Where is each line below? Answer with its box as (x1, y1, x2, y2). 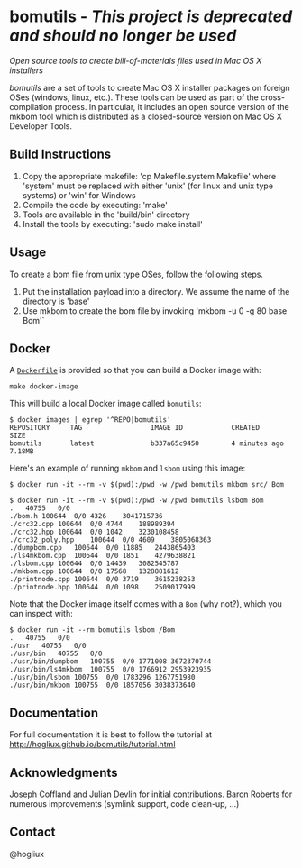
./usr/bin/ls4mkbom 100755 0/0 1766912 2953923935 (9, 665, 212, 674)
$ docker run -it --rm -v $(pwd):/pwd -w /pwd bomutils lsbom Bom (9, 496, 264, 506)
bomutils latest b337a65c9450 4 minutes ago (9, 439, 284, 448)
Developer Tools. (9, 120, 73, 132)
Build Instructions (9, 147, 112, 162)
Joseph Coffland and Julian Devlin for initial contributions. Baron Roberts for (9, 789, 293, 799)
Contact (9, 825, 56, 840)
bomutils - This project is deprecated (9, 6, 293, 27)
